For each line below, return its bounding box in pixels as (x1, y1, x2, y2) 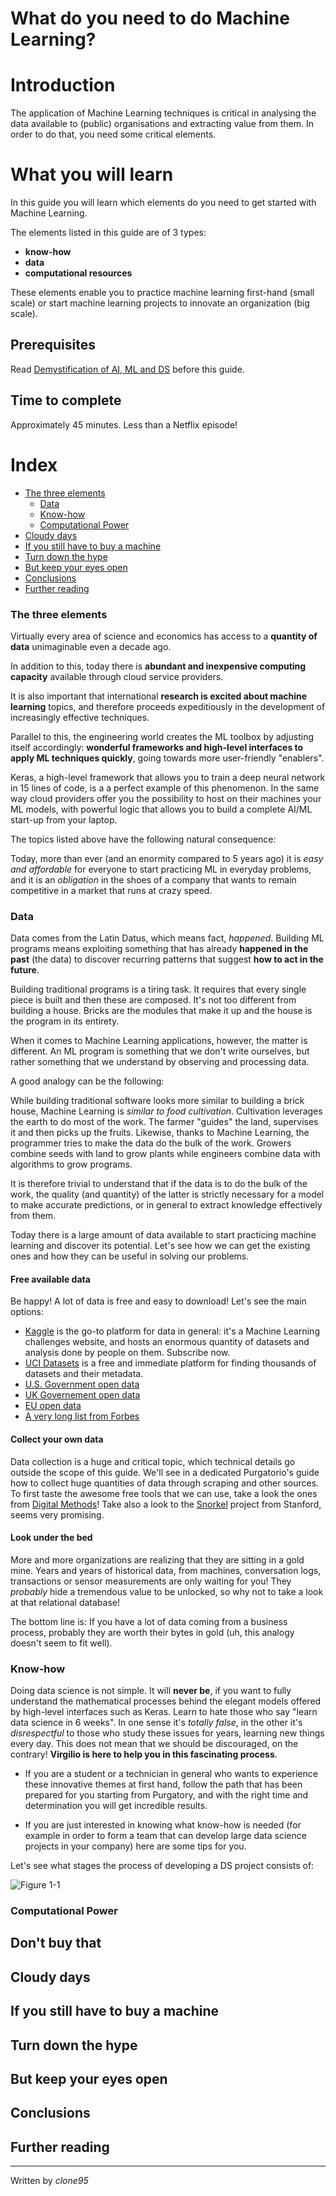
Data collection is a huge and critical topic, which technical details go (10, 1455, 296, 1467)
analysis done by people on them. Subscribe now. (24, 1347, 231, 1359)
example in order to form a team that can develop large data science (24, 1830, 307, 1842)
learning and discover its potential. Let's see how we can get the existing (10, 1240, 311, 1252)
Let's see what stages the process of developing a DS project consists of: (10, 1860, 315, 1872)
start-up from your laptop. (10, 813, 118, 826)
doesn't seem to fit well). (10, 1637, 113, 1649)
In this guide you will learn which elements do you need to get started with (10, 197, 317, 209)
